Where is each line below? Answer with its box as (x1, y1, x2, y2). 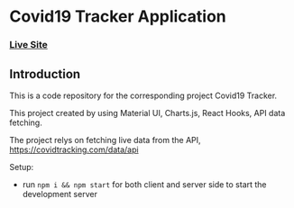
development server (22, 188, 97, 199)
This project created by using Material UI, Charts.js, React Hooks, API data (9, 107, 286, 118)
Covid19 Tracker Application (9, 6, 227, 27)
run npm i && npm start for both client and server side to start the (22, 178, 268, 190)
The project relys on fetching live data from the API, (9, 134, 201, 145)
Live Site (9, 39, 48, 51)
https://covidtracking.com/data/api (9, 144, 139, 155)
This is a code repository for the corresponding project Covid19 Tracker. (9, 90, 278, 101)
